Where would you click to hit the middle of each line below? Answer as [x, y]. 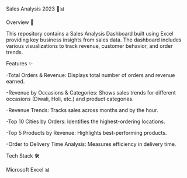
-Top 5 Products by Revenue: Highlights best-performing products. [86, 133]
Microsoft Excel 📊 [28, 170]
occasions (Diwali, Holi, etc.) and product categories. [70, 99]
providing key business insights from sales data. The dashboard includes [94, 40]
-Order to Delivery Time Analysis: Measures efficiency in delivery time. [91, 144]
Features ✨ [20, 63]
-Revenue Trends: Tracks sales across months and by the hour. [82, 110]
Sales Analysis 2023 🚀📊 [36, 9]
